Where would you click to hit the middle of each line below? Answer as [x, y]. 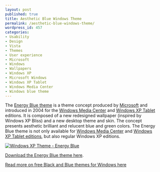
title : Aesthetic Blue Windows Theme [43, 19]
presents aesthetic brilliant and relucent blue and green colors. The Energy [80, 126]
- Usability [17, 37]
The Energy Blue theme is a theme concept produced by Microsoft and [76, 105]
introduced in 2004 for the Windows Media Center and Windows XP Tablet [80, 110]
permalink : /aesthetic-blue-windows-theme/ [50, 23]
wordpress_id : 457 [24, 28]
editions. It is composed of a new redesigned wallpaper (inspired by [73, 116]
